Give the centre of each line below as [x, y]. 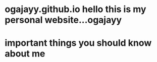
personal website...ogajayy [63, 20]
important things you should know [78, 43]
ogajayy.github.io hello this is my [75, 9]
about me [25, 54]
